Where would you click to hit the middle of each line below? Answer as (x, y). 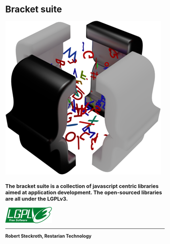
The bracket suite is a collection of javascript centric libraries (82, 186)
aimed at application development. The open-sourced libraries (84, 192)
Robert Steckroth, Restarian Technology (49, 236)
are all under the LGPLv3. (37, 198)
